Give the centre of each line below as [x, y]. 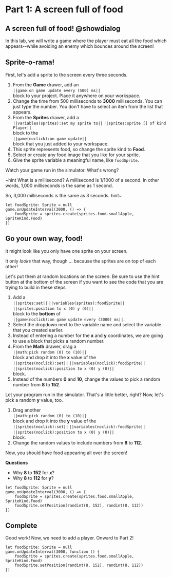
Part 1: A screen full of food [64, 10]
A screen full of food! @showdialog [63, 29]
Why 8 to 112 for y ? [33, 478]
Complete [21, 526]
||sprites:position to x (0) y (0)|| [53, 309]
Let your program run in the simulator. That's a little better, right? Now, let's [85, 395]
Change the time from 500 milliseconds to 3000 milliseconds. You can [88, 101]
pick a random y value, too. [34, 400]
